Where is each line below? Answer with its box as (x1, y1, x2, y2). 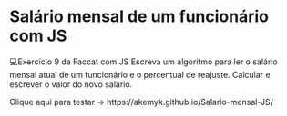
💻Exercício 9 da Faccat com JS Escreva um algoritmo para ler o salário (9, 56, 278, 67)
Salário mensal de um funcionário (9, 6, 269, 27)
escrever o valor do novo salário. (9, 79, 133, 90)
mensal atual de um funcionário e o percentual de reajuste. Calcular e (9, 69, 271, 80)
